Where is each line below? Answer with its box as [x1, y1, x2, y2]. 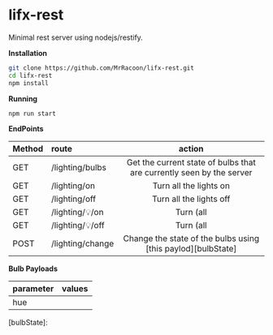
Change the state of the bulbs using [123, 233, 260, 244]
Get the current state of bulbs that [126, 157, 256, 168]
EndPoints [8, 123, 44, 133]
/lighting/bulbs [51, 161, 107, 173]
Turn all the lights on [152, 180, 230, 191]
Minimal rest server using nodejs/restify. [8, 32, 144, 42]
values [62, 282, 89, 294]
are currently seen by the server [129, 166, 253, 178]
